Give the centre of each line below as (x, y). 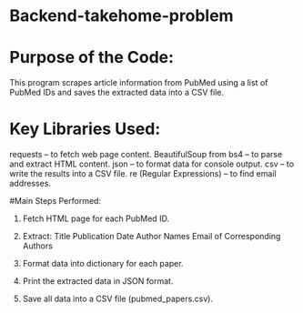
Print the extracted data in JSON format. (98, 281)
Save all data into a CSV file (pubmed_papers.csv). (118, 299)
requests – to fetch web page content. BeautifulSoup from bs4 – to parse (146, 155)
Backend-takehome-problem (121, 16)
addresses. (30, 184)
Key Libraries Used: (85, 129)
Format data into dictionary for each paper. (103, 264)
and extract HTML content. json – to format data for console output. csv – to (151, 164)
